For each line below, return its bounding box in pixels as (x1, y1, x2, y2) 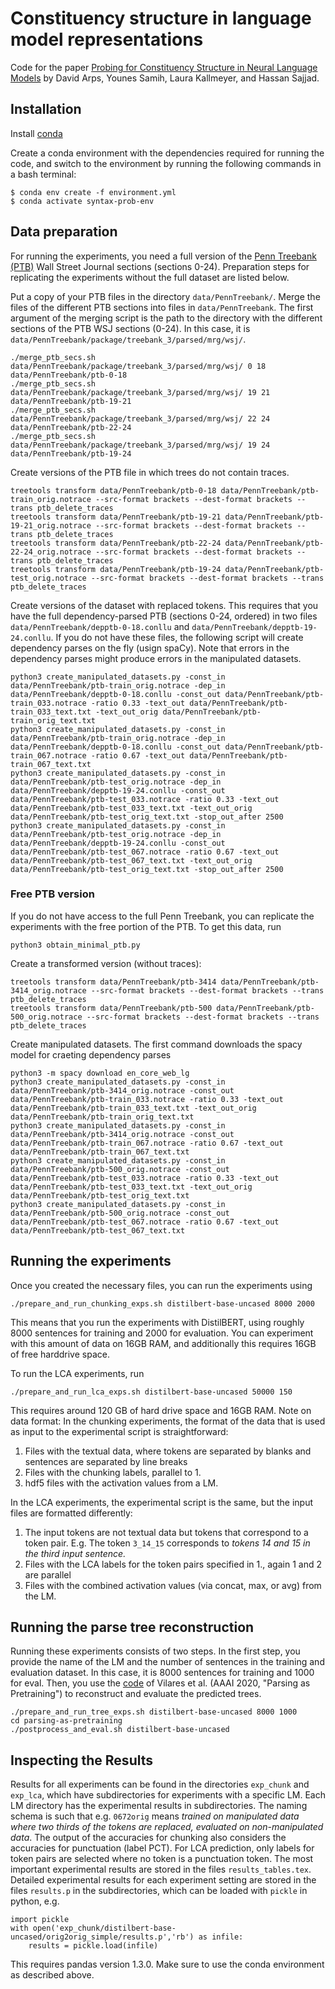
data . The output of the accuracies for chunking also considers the (10, 1832, 287, 1844)
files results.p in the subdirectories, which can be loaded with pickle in (10, 1885, 308, 1897)
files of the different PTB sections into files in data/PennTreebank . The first (10, 301, 314, 313)
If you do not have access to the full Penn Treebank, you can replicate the (10, 910, 315, 922)
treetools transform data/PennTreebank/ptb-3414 (10, 977, 217, 987)
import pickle (10, 1915, 70, 1925)
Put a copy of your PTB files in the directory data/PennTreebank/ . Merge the (10, 290, 321, 302)
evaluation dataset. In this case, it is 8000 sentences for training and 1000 (10, 1667, 315, 1679)
